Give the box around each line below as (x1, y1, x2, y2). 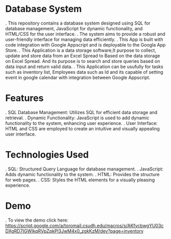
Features (5, 93, 44, 104)
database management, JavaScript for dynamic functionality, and (5, 25, 143, 31)
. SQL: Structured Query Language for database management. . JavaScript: (5, 166, 163, 172)
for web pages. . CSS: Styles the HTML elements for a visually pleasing (5, 177, 155, 183)
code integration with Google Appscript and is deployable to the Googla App (5, 41, 166, 48)
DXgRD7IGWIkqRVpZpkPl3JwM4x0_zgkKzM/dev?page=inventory (5, 228, 144, 234)
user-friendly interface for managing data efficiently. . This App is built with (5, 36, 163, 42)
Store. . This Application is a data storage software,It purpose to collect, (5, 47, 157, 53)
